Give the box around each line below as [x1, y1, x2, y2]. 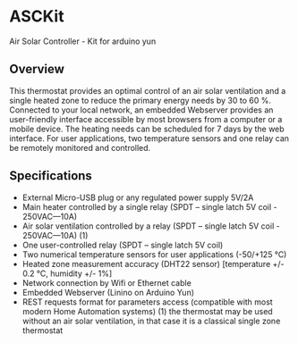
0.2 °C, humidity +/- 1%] [21, 268, 113, 279]
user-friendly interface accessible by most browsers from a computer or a [9, 113, 283, 124]
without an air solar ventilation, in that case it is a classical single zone [21, 315, 281, 326]
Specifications [9, 168, 92, 184]
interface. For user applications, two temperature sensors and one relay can [9, 132, 289, 144]
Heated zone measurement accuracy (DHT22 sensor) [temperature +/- [21, 258, 285, 269]
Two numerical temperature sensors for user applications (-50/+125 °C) [21, 248, 287, 260]
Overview [9, 62, 65, 77]
